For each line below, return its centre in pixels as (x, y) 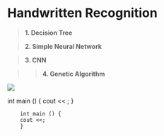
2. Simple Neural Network (63, 46)
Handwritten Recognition (82, 13)
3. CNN (35, 60)
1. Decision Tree (48, 33)
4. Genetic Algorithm (74, 74)
